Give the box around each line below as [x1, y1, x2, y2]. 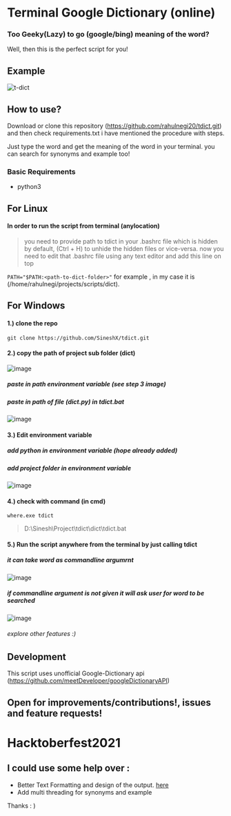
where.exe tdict [7, 513, 54, 519]
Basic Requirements [7, 167, 76, 177]
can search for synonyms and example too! [7, 150, 130, 158]
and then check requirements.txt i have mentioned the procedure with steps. [7, 129, 225, 137]
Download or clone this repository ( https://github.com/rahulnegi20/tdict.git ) [7, 122, 222, 130]
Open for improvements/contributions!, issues [7, 697, 212, 708]
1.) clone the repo [7, 319, 58, 327]
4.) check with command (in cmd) [7, 497, 106, 505]
